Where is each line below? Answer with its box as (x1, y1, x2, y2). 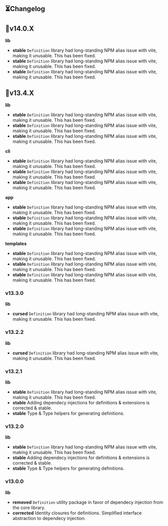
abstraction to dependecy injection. (12, 515, 86, 521)
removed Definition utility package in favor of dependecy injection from (12, 499, 163, 505)
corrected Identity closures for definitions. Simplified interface (12, 510, 142, 516)
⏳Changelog (5, 5, 45, 13)
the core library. (12, 504, 46, 510)
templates (5, 241, 27, 247)
